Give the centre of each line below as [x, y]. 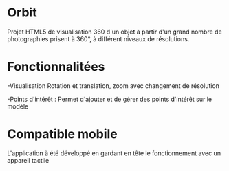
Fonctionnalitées [56, 67]
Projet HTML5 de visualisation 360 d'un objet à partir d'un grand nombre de [115, 32]
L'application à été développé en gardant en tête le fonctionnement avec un [114, 153]
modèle [18, 106]
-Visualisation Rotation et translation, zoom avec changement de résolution [113, 85]
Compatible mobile [63, 134]
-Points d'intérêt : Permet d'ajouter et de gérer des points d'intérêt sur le [109, 99]
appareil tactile [28, 160]
